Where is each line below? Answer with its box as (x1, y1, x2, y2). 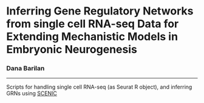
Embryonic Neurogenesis (6, 43, 138, 57)
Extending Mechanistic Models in (6, 30, 178, 43)
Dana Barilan (6, 64, 45, 73)
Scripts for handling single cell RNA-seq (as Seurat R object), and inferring (6, 83, 192, 91)
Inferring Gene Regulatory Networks (6, 4, 194, 18)
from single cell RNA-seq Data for (6, 17, 179, 31)
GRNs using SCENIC (6, 90, 58, 97)
